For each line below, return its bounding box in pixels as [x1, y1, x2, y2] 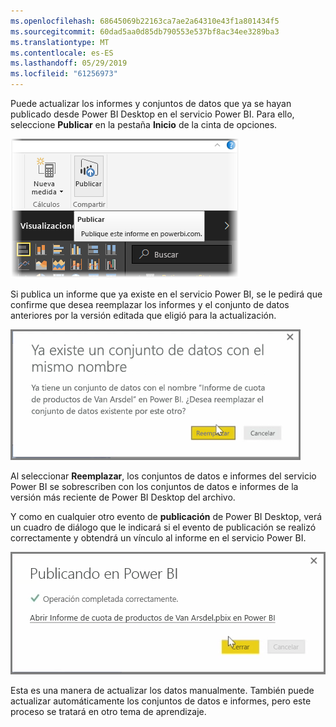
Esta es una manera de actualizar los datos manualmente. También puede [10, 685, 315, 696]
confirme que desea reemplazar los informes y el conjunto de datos [10, 299, 290, 310]
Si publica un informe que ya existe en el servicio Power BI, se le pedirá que [10, 288, 323, 300]
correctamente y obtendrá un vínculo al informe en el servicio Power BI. [10, 532, 307, 544]
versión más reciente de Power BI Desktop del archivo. [10, 491, 236, 503]
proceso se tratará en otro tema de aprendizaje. [10, 706, 207, 717]
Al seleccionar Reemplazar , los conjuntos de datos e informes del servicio [10, 470, 317, 482]
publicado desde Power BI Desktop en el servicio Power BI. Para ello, [10, 108, 295, 120]
